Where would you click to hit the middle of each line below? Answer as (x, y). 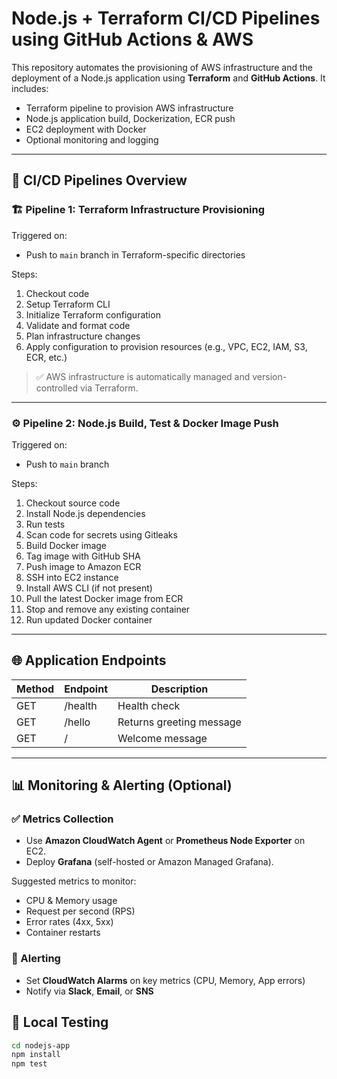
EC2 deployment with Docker (86, 129)
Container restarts (63, 933)
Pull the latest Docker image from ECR (104, 598)
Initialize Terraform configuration (93, 314)
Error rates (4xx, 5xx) (69, 922)
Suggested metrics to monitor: (74, 881)
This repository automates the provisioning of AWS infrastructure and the (162, 67)
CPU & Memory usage (71, 901)
